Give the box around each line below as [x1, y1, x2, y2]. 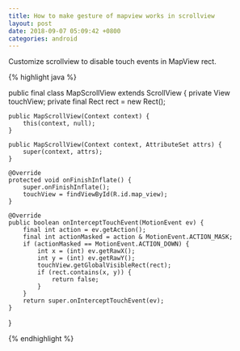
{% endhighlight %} [8, 334, 74, 344]
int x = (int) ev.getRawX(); [37, 247, 136, 255]
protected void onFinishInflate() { [8, 176, 132, 185]
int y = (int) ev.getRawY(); [37, 255, 136, 263]
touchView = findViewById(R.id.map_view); [23, 190, 168, 199]
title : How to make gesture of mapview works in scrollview [8, 11, 216, 20]
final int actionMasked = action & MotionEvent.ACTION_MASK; [23, 233, 233, 242]
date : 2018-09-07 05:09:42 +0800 [8, 27, 121, 35]
